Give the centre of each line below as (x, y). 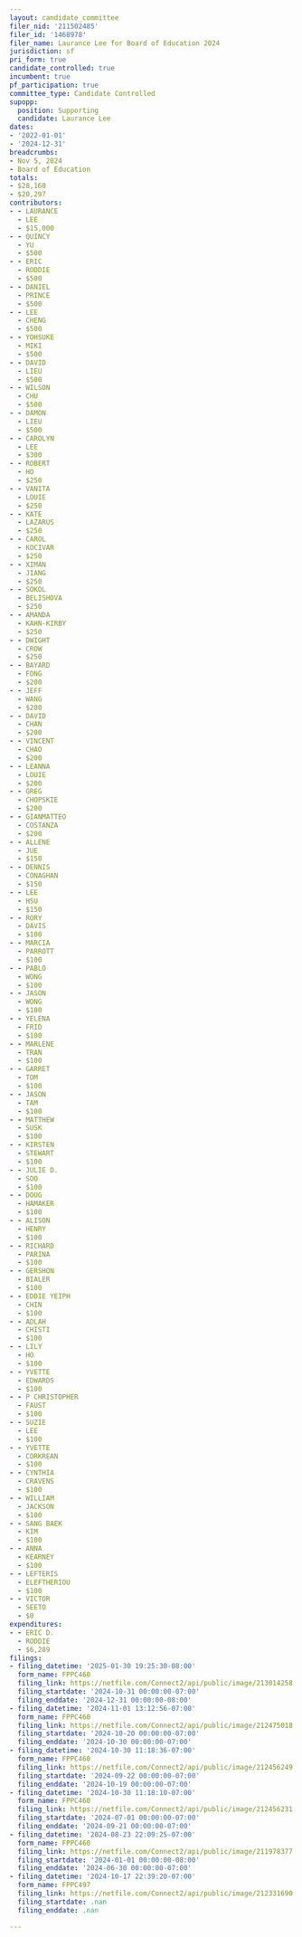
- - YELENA (30, 1019)
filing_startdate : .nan (62, 1902)
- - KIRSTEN (32, 1145)
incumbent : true (40, 77)
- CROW (30, 649)
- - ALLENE (30, 842)
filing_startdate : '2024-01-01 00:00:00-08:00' (109, 1860)
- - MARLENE (32, 1044)
